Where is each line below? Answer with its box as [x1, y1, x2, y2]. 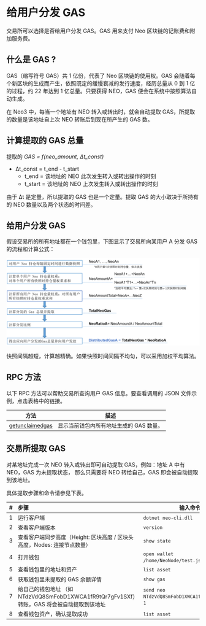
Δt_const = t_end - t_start [15, 165, 80, 172]
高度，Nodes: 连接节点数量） [18, 541, 91, 548]
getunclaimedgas [9, 422, 53, 429]
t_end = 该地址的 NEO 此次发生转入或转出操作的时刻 [24, 172, 156, 180]
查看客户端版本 [18, 524, 56, 531]
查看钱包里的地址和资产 [18, 566, 78, 573]
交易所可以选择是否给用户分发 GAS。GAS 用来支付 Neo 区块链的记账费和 [6, 27, 190, 34]
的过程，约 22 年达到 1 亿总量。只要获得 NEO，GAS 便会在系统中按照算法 [6, 87, 192, 95]
